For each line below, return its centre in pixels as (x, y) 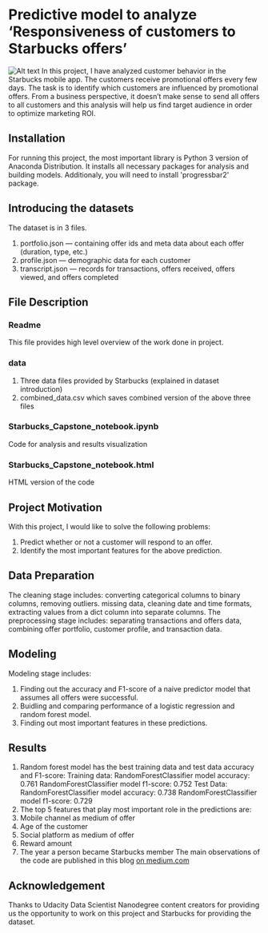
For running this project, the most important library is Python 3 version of (128, 157)
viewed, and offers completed (69, 277)
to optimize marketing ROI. (52, 113)
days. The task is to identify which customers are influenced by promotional (133, 88)
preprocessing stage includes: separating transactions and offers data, (125, 620)
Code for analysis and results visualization (78, 444)
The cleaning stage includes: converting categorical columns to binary (124, 595)
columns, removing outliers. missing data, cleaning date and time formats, (130, 603)
